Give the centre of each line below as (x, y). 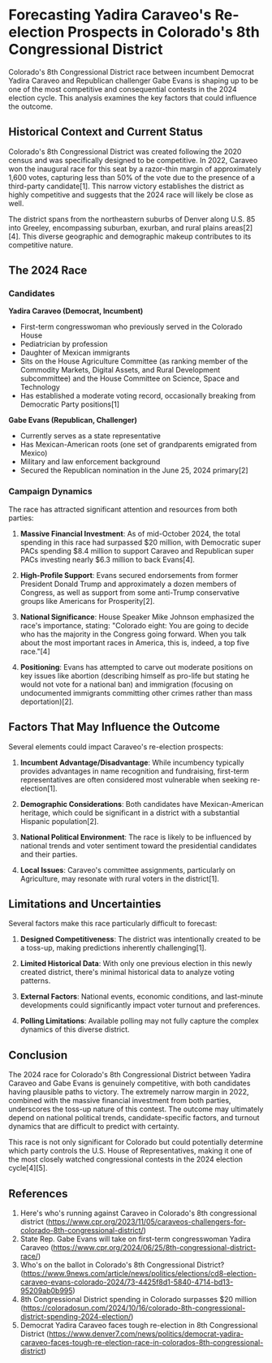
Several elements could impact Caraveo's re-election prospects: (116, 746)
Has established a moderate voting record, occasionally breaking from (138, 396)
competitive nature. (41, 244)
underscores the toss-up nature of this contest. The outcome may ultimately (136, 1109)
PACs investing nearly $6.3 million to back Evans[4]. (107, 559)
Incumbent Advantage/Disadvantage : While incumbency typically (132, 762)
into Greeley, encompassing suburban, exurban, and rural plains (116, 227)
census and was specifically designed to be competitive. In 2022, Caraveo (133, 160)
